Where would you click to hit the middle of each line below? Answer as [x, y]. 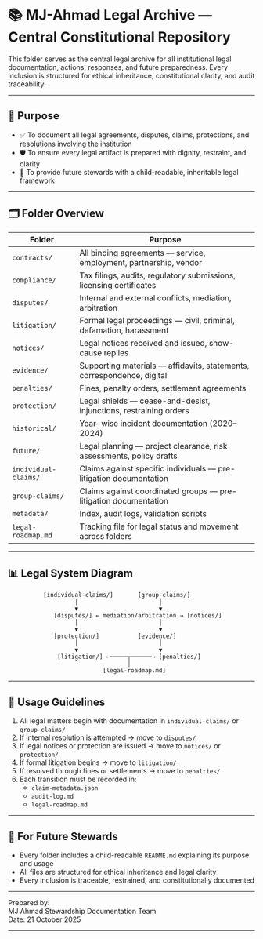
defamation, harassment [124, 330]
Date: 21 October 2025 [45, 919]
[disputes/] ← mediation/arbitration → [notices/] [138, 616]
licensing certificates [118, 285]
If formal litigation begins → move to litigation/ [98, 762]
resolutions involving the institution [76, 144]
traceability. [27, 84]
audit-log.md [52, 797]
